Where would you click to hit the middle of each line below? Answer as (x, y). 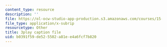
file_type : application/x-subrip (40, 23)
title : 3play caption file (33, 32)
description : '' (22, 14)
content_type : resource (30, 10)
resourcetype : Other (27, 28)
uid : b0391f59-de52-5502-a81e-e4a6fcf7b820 (51, 37)
